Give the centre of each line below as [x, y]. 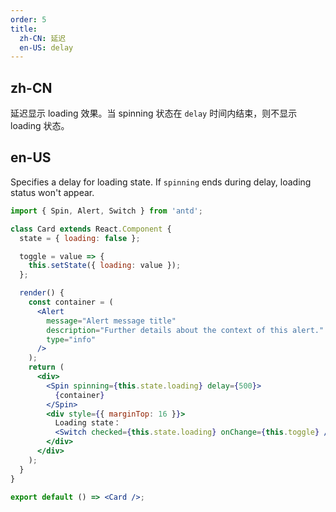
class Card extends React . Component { [91, 229]
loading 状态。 [40, 126]
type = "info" [71, 339]
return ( [46, 367]
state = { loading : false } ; [80, 238]
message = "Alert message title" [111, 321]
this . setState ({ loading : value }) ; [105, 266]
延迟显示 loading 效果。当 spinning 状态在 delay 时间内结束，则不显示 [154, 113]
